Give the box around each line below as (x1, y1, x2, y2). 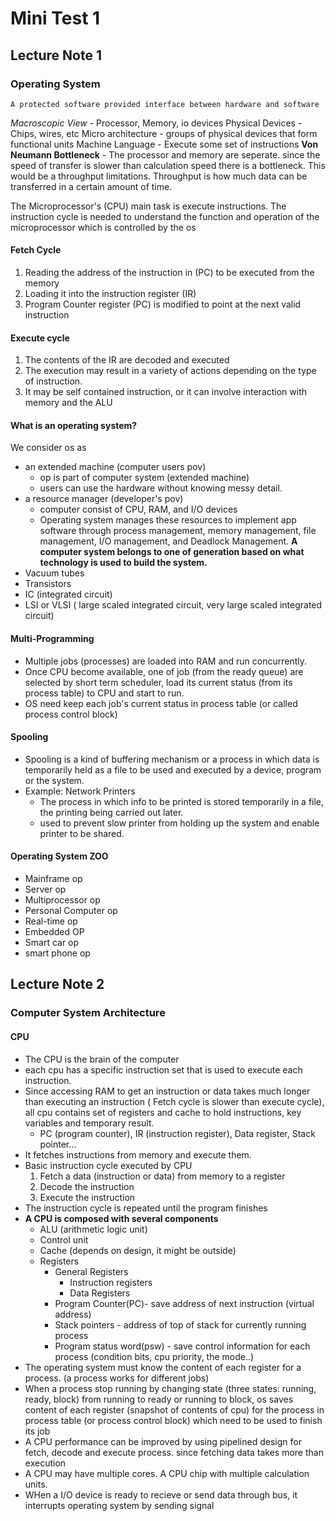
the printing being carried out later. (39, 806, 184, 818)
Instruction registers (69, 1276, 153, 1288)
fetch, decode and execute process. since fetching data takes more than (24, 1446, 324, 1458)
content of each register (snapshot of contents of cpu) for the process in (24, 1403, 325, 1416)
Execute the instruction (39, 1191, 136, 1203)
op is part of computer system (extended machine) (39, 472, 250, 484)
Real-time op (24, 915, 78, 927)
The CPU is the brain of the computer (24, 1053, 180, 1065)
